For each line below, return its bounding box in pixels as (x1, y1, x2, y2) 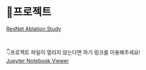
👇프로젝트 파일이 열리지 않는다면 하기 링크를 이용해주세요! (6, 48, 141, 56)
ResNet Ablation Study (6, 25, 61, 32)
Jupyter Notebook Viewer (6, 57, 69, 64)
